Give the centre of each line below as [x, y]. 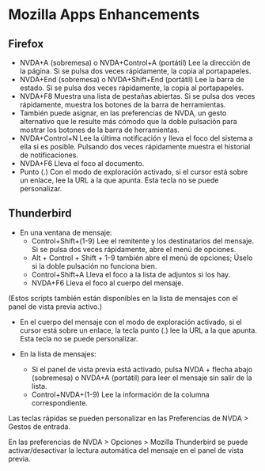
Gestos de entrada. [40, 426]
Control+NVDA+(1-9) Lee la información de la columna [120, 394]
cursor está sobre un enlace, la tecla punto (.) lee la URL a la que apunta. [138, 330]
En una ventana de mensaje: [66, 232]
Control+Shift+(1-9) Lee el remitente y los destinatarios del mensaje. [143, 241]
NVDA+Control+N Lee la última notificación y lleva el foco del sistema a [136, 138]
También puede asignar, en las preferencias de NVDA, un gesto [123, 113]
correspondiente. [60, 403]
